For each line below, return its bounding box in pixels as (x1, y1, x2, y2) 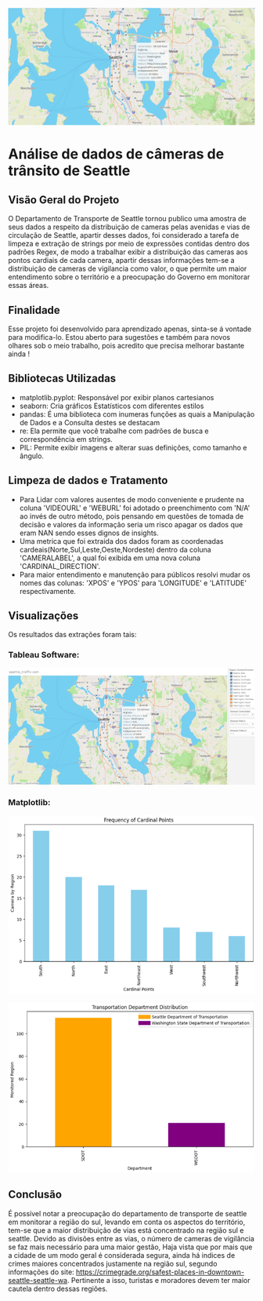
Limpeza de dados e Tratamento (8, 474, 168, 487)
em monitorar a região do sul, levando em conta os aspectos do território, (8, 1217, 246, 1226)
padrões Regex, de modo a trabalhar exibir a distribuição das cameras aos (8, 247, 248, 257)
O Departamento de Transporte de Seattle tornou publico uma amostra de (8, 214, 247, 224)
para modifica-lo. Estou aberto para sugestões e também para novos (8, 333, 231, 342)
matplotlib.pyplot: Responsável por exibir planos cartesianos (19, 392, 214, 402)
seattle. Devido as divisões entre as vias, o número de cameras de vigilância (8, 1234, 254, 1243)
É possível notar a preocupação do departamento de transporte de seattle (8, 1208, 247, 1218)
